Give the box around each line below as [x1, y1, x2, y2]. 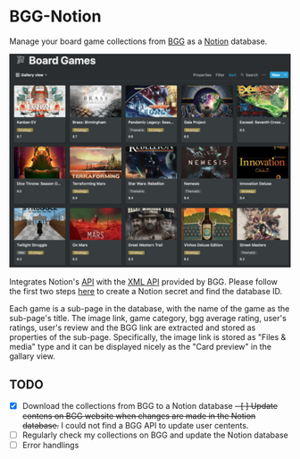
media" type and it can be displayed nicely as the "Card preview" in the [9, 342, 272, 353]
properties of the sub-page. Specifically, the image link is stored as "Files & [9, 332, 287, 343]
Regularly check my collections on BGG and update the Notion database [21, 429, 288, 440]
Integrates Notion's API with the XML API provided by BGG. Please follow [9, 276, 279, 287]
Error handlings [21, 440, 79, 451]
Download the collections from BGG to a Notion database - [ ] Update [21, 401, 279, 412]
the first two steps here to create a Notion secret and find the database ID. [9, 286, 283, 297]
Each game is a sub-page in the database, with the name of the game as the [9, 303, 290, 314]
